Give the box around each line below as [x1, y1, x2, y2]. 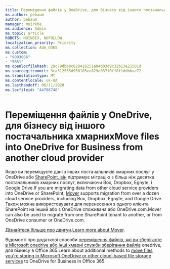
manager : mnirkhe [5, 21, 42, 27]
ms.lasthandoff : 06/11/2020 [5, 82, 65, 87]
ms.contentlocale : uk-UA [5, 78, 58, 83]
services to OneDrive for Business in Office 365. [5, 258, 106, 264]
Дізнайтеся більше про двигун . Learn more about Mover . [5, 227, 125, 233]
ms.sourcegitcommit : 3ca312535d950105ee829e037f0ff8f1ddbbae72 [5, 69, 142, 74]
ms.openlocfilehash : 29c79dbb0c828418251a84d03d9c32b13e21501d [5, 64, 142, 69]
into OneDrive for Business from [5, 141, 143, 153]
